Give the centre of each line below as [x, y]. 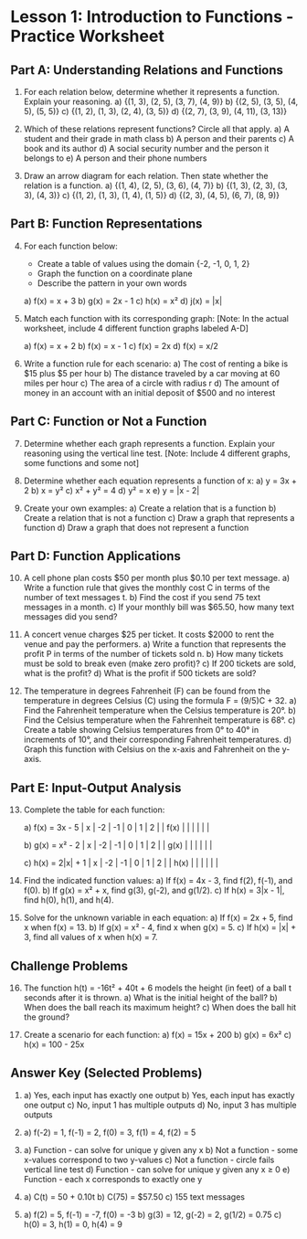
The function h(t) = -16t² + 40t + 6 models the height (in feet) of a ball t [157, 988]
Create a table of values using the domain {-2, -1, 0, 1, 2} [143, 263]
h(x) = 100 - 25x [54, 1044]
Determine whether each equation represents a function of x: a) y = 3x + [160, 481]
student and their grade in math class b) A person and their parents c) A [159, 138]
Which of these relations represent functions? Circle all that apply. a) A [157, 129]
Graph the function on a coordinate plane [115, 273]
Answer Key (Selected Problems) [106, 1073]
